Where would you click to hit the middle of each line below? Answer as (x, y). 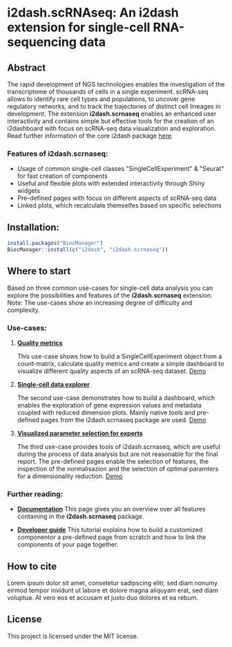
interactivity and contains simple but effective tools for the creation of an (110, 121)
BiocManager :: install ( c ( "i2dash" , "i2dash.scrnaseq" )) (88, 249)
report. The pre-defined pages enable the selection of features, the (113, 461)
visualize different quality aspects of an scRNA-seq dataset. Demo (112, 371)
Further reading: (35, 494)
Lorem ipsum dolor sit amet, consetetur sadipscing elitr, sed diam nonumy (113, 583)
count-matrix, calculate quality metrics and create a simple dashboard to (120, 363)
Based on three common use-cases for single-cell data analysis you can (110, 288)
